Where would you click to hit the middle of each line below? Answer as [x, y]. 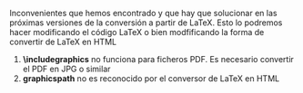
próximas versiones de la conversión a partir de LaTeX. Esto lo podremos [146, 23]
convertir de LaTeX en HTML [63, 42]
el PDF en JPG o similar [66, 69]
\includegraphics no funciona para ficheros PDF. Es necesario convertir [158, 59]
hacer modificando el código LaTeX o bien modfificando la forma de [137, 32]
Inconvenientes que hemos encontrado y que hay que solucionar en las [143, 13]
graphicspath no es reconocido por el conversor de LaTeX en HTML [151, 79]
